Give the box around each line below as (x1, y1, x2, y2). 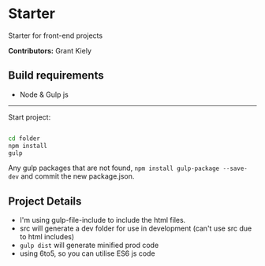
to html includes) (19, 232, 75, 242)
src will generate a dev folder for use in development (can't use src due (19, 224, 252, 233)
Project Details (8, 194, 82, 208)
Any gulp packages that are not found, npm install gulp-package (8, 163, 219, 173)
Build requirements (8, 68, 104, 83)
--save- (222, 164, 248, 173)
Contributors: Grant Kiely (8, 46, 92, 55)
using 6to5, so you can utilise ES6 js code (19, 249, 155, 258)
